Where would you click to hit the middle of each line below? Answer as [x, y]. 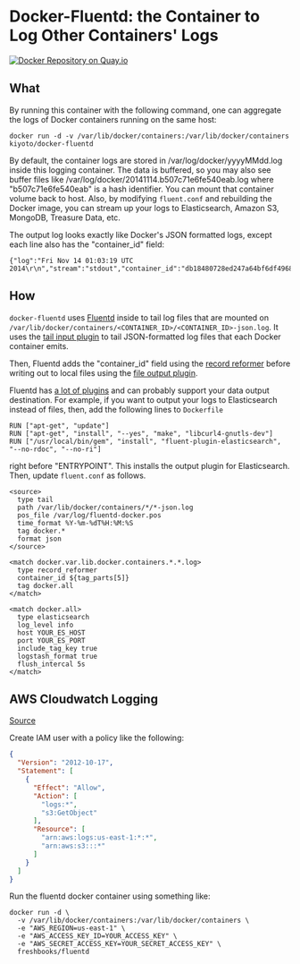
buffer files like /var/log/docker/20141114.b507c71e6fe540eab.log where [142, 179]
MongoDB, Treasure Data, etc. [65, 218]
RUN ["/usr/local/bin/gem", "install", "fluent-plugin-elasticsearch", [145, 441]
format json [40, 539]
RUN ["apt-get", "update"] [59, 426]
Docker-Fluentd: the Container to [135, 17]
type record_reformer [58, 570]
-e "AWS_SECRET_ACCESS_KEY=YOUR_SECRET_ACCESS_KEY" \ [119, 944]
